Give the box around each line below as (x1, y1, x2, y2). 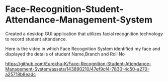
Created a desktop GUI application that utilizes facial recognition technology (5, 30, 163, 36)
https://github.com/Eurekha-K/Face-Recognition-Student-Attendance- (5, 60, 151, 66)
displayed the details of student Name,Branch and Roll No (5, 51, 125, 57)
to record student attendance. (5, 36, 67, 42)
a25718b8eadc (5, 71, 36, 77)
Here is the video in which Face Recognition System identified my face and (5, 45, 160, 51)
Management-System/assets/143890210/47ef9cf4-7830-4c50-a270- (5, 66, 150, 72)
